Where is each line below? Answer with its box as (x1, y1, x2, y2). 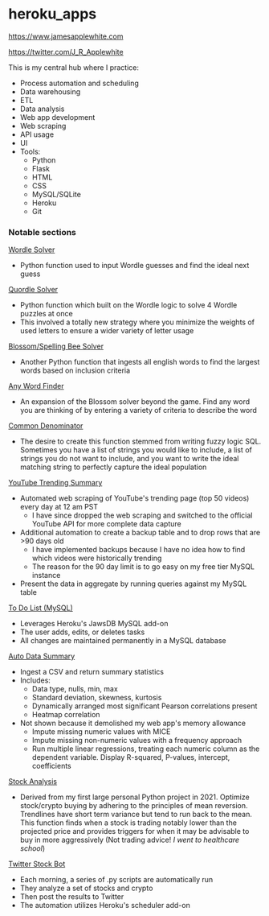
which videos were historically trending (31, 553, 162, 563)
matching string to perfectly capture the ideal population (19, 462, 207, 472)
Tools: (19, 146, 41, 156)
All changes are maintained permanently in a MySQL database (19, 636, 226, 646)
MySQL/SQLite (31, 189, 82, 199)
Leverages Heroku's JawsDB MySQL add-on (19, 619, 169, 629)
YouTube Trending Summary (8, 478, 103, 488)
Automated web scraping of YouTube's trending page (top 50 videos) (19, 493, 250, 503)
